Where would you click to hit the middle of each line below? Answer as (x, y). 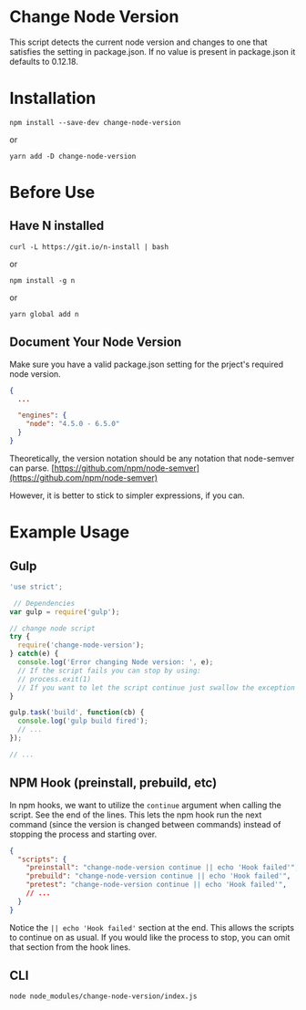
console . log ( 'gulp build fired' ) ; (83, 721)
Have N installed (57, 226)
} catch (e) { (34, 654)
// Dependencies (44, 603)
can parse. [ (32, 468)
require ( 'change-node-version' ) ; (81, 645)
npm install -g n (42, 280)
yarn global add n (44, 314)
